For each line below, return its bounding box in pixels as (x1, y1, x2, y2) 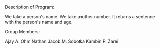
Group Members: (5, 29, 40, 34)
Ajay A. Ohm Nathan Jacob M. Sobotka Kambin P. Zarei (5, 38, 118, 44)
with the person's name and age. (5, 19, 73, 25)
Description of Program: (5, 4, 55, 10)
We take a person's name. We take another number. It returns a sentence (5, 14, 155, 19)
